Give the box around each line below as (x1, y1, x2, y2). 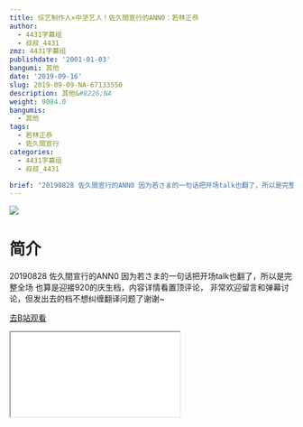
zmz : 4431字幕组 (9, 47, 67, 56)
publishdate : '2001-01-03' (9, 55, 111, 64)
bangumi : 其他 (9, 64, 60, 73)
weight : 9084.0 (9, 97, 67, 107)
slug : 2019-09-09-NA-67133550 (9, 80, 124, 89)
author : (9, 22, 39, 31)
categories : (9, 147, 54, 156)
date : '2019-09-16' (9, 72, 83, 81)
